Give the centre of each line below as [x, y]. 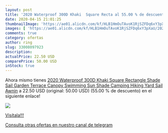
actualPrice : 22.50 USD [30, 56]
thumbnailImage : [22, 24]
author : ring [19, 43]
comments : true [21, 33]
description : [19, 52]
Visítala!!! [14, 115]
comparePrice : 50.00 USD [31, 61]
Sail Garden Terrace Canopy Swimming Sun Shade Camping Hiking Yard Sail [84, 85]
